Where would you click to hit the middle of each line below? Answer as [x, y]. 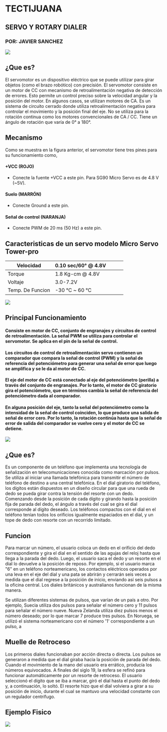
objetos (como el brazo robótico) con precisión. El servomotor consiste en [81, 85]
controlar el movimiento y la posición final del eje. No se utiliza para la [77, 111]
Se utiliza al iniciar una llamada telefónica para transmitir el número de [77, 478]
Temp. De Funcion [29, 290]
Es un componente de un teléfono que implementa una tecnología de [76, 467]
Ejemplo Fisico [28, 712]
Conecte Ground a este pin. [41, 205]
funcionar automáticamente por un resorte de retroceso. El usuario [74, 675]
